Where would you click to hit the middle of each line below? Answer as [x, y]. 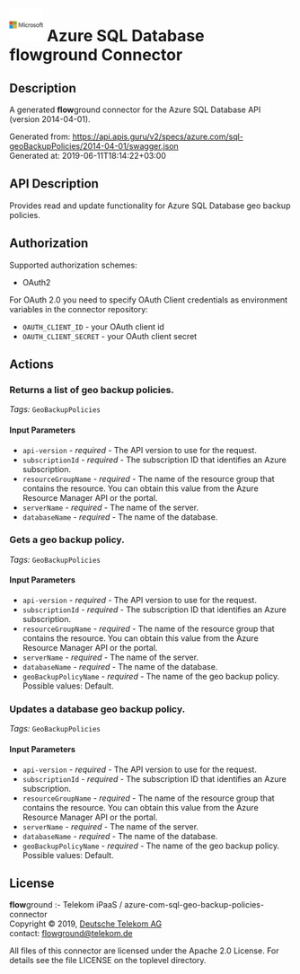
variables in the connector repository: [79, 309]
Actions [31, 365]
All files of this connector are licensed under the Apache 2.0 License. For [145, 951]
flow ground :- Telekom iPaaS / [66, 905]
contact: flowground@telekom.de [71, 934]
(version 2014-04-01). [50, 119]
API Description [54, 184]
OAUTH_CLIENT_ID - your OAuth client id [93, 327]
